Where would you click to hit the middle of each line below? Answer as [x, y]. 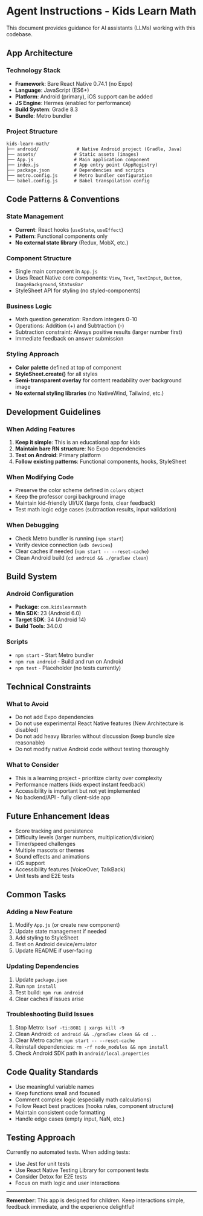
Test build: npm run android [49, 992]
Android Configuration [40, 594]
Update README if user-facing [53, 951]
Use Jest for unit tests [43, 1164]
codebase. [20, 34]
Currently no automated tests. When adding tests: [68, 1152]
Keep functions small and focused [57, 1093]
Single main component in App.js [56, 271]
